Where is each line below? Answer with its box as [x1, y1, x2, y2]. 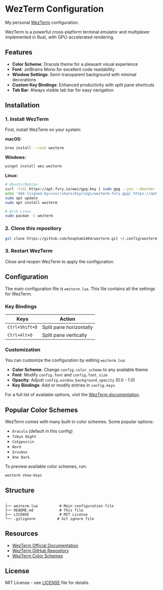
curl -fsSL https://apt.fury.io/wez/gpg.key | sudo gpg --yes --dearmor [5, 186, 155, 192]
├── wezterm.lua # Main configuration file [5, 503, 114, 508]
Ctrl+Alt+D [7, 332, 33, 338]
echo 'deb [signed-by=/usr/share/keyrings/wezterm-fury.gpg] [5, 191, 131, 196]
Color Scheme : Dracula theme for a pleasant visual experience [12, 61, 138, 67]
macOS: [5, 136, 22, 142]
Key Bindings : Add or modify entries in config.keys [12, 382, 115, 388]
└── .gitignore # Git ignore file [5, 516, 95, 521]
